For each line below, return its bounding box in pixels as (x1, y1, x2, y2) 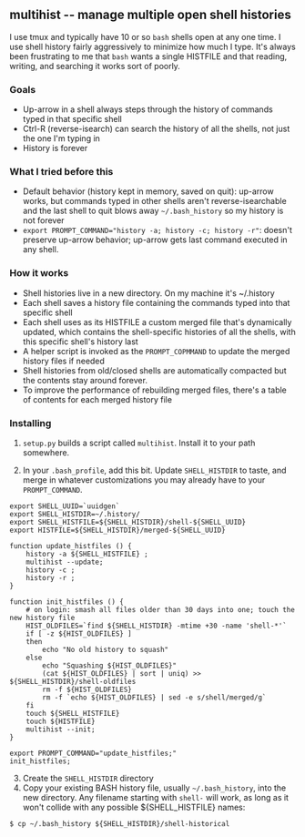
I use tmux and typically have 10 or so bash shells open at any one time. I (9, 31, 281, 42)
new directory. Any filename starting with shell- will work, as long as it (22, 792, 290, 802)
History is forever (22, 143, 88, 154)
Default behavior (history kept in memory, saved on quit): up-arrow (22, 186, 275, 197)
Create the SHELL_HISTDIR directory (22, 773, 155, 783)
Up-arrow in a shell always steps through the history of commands (22, 104, 273, 115)
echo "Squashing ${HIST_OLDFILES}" (42, 661, 178, 670)
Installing (9, 416, 52, 429)
